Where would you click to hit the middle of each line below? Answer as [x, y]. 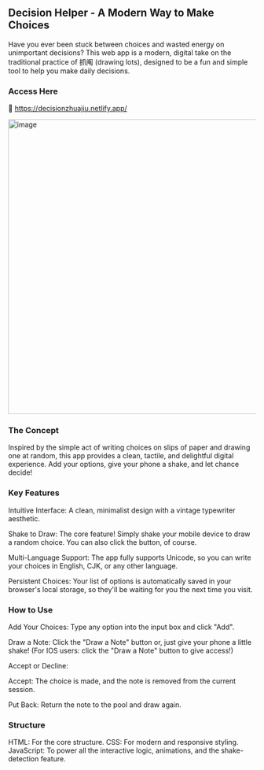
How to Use [31, 609]
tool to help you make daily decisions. [69, 71]
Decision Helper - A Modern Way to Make [111, 13]
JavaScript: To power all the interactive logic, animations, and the [114, 750]
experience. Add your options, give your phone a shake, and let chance [124, 465]
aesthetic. [24, 518]
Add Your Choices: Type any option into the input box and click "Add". [121, 627]
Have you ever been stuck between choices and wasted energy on [116, 44]
